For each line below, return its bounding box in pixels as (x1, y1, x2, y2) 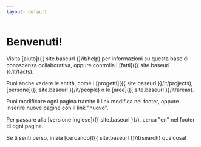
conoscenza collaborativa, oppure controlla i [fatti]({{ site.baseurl (6, 61, 170, 68)
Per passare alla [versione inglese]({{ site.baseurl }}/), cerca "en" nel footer (6, 116, 196, 123)
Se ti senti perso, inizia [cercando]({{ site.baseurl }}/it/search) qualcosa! (6, 134, 187, 141)
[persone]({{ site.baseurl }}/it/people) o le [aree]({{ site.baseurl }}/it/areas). (6, 86, 194, 93)
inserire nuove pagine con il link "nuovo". (6, 104, 109, 111)
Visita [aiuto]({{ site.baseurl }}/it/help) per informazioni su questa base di (6, 55, 189, 62)
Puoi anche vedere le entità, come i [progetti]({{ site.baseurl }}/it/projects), (6, 79, 193, 87)
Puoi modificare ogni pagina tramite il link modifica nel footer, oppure (6, 97, 179, 105)
